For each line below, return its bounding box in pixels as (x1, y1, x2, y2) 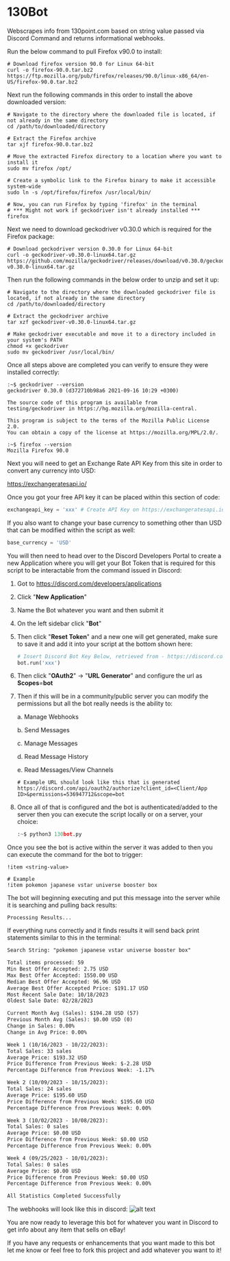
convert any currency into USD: (7, 466, 96, 475)
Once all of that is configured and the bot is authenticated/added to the (16, 803, 218, 812)
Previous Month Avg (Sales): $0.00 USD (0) (7, 1016, 133, 1023)
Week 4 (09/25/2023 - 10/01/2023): (7, 1155, 109, 1162)
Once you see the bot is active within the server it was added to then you (7, 843, 214, 851)
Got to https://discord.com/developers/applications (16, 579, 162, 588)
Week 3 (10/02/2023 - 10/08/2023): (7, 1117, 109, 1124)
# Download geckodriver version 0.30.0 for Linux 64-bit (7, 245, 173, 252)
